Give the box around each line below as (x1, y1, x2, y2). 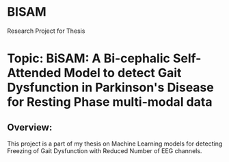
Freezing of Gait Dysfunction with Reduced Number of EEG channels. (7, 146, 202, 154)
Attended (7, 66, 62, 81)
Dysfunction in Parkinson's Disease (7, 80, 214, 96)
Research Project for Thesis (7, 27, 85, 35)
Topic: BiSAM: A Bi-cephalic (7, 51, 171, 66)
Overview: (7, 121, 53, 133)
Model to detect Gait (64, 66, 182, 81)
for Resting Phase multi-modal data (7, 94, 213, 110)
